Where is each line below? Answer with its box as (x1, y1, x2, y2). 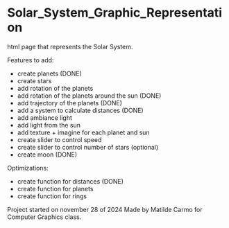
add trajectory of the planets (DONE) (17, 98, 123, 107)
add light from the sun (17, 121, 81, 129)
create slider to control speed (17, 135, 102, 143)
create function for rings (17, 192, 87, 200)
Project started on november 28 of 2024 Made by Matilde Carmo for (7, 205, 203, 213)
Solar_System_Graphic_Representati (7, 5, 223, 21)
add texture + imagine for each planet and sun (17, 128, 151, 137)
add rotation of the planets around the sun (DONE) (17, 91, 162, 100)
